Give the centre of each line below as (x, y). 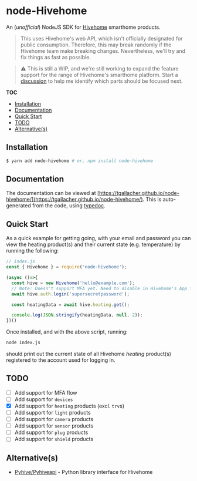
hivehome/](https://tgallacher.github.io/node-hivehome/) (74, 199)
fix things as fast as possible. (55, 57)
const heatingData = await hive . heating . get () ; (71, 305)
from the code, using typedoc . (69, 206)
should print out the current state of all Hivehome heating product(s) (89, 354)
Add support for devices (44, 399)
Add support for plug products (51, 432)
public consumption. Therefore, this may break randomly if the (96, 45)
